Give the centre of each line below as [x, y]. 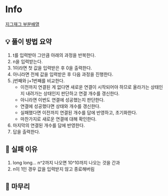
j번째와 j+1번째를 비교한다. [39, 81]
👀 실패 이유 [22, 149]
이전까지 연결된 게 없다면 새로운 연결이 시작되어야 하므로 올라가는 [85, 87]
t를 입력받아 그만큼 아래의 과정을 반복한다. [54, 55]
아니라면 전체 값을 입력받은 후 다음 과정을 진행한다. [63, 74]
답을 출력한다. [26, 132]
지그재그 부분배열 [22, 24]
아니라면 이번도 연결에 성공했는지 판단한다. [63, 100]
